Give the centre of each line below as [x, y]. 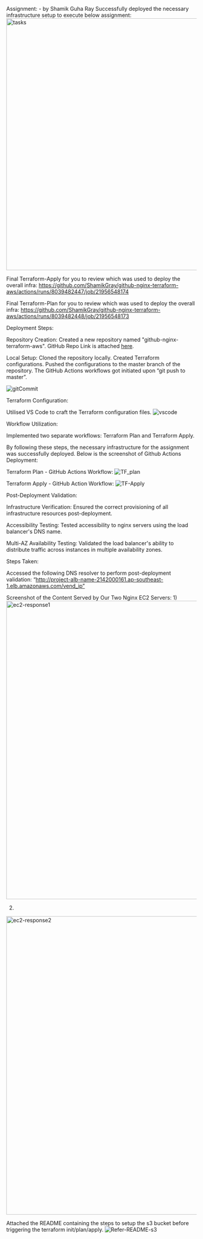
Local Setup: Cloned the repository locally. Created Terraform [83, 358]
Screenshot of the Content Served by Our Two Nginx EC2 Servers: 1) [92, 597]
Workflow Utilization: [32, 424]
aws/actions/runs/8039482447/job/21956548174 [68, 292]
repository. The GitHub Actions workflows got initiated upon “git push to [96, 370]
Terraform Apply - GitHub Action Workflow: [60, 484]
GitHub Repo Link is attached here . [91, 346]
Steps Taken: [23, 561]
